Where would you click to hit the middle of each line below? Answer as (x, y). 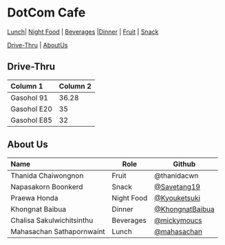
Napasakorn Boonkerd (47, 187)
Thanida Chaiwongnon (47, 175)
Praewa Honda (34, 198)
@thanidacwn (176, 175)
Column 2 (75, 86)
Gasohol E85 (32, 120)
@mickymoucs (178, 220)
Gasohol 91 (29, 98)
